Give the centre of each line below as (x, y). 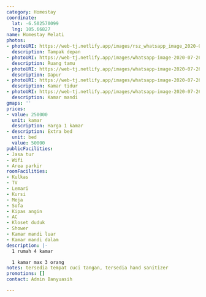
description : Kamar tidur (45, 86)
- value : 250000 (27, 115)
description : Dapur (37, 75)
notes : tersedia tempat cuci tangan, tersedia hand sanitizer (87, 268)
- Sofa (15, 206)
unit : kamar (27, 120)
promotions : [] (26, 274)
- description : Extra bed (39, 132)
